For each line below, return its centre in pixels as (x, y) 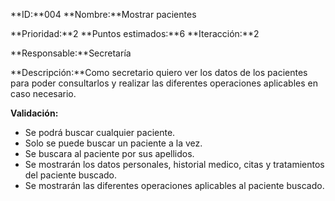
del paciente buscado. (71, 175)
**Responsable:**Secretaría (71, 53)
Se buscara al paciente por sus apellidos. (109, 153)
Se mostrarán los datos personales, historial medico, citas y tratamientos (174, 164)
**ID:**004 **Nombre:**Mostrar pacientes (103, 14)
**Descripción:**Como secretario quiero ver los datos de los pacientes (159, 72)
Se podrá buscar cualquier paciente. (100, 132)
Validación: (34, 113)
